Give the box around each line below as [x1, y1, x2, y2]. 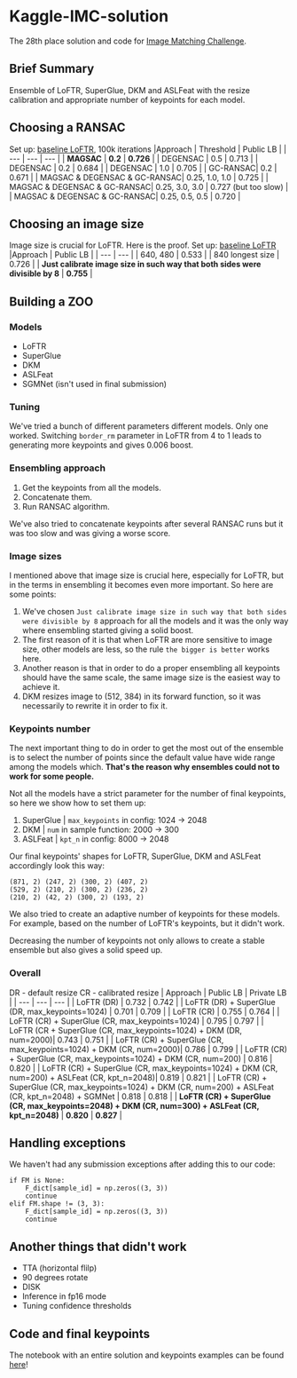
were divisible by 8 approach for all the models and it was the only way [21, 615, 289, 626]
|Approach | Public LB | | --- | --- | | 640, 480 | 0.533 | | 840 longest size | [9, 249, 280, 260]
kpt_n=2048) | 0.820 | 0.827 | [9, 1110, 122, 1121]
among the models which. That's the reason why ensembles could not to [9, 762, 280, 772]
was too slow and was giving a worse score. [9, 527, 171, 538]
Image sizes [9, 550, 62, 562]
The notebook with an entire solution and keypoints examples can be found [9, 1350, 285, 1360]
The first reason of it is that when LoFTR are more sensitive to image [21, 634, 273, 645]
